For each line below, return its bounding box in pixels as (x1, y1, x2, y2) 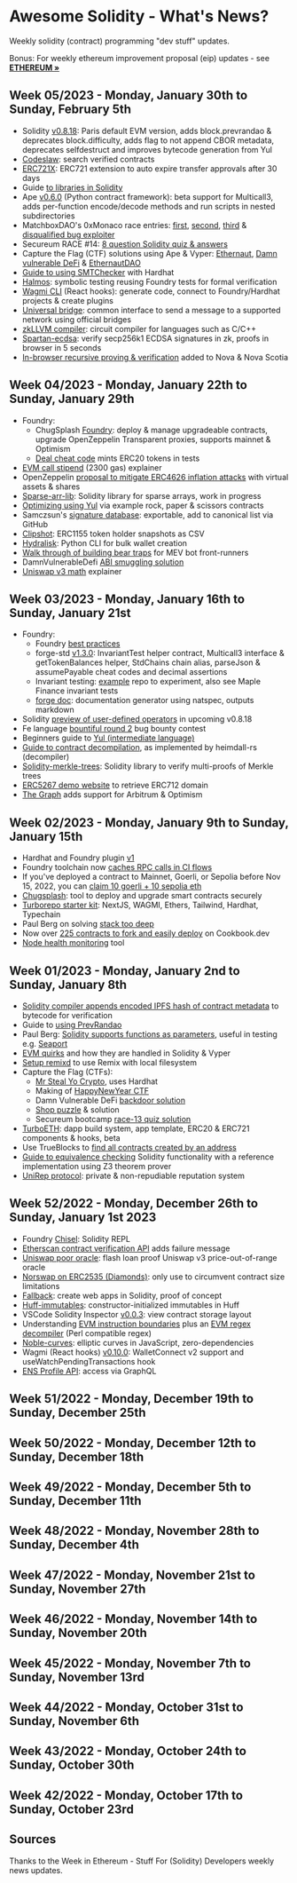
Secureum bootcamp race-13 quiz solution (35, 1114, 191, 1124)
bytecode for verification (21, 1010, 113, 1020)
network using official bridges (21, 313, 131, 325)
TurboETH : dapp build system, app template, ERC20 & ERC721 (21, 1123, 250, 1134)
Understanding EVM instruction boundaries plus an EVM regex (21, 1318, 251, 1329)
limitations (21, 1280, 60, 1291)
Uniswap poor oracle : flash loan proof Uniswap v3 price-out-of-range (21, 1252, 277, 1262)
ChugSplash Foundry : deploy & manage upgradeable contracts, (35, 424, 269, 435)
